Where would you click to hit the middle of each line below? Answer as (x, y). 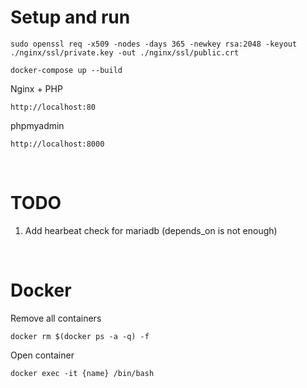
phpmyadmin (37, 125)
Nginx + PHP (36, 88)
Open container (42, 355)
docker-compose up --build (66, 70)
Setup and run (70, 17)
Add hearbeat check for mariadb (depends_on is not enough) (151, 230)
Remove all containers (56, 318)
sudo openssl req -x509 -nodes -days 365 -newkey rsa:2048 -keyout (154, 44)
